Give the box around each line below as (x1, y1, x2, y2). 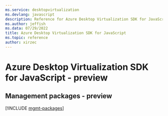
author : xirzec (5, 40, 37, 45)
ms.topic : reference (5, 35, 48, 40)
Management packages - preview (5, 92, 112, 100)
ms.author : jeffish (5, 21, 46, 26)
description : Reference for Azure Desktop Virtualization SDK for (5, 16, 146, 21)
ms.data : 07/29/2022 (5, 26, 48, 31)
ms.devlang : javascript (5, 12, 55, 17)
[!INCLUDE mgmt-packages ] (5, 105, 64, 111)
